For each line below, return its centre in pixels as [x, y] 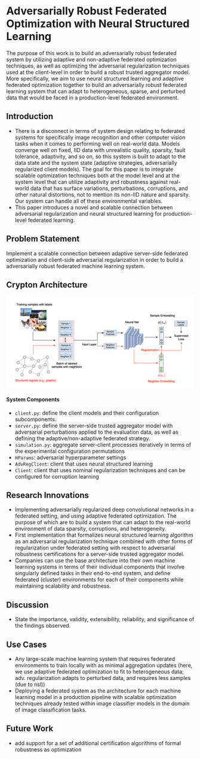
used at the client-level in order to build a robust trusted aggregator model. [98, 72]
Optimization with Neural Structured [98, 24]
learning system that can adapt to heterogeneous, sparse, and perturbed [96, 91]
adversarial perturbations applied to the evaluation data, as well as [96, 432]
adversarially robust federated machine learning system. [76, 266]
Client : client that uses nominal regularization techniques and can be [100, 470]
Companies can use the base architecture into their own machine [95, 561]
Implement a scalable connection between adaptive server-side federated [97, 253]
